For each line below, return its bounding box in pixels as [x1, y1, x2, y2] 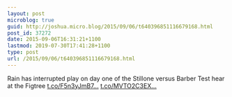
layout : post [7, 10, 45, 17]
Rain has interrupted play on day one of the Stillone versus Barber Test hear [7, 74, 225, 82]
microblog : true [7, 17, 54, 24]
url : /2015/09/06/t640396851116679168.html [7, 55, 136, 62]
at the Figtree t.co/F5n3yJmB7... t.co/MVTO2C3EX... [7, 81, 157, 90]
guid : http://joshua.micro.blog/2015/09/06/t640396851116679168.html [7, 23, 214, 30]
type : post [7, 49, 39, 56]
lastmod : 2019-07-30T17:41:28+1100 [7, 42, 111, 49]
